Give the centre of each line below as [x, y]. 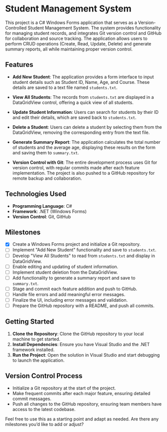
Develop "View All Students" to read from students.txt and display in [84, 256]
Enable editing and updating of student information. [65, 266]
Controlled [16, 27]
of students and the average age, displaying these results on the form [84, 147]
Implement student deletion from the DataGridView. [65, 272]
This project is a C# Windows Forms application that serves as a [71, 22]
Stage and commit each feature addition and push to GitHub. [75, 289]
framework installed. [33, 350]
